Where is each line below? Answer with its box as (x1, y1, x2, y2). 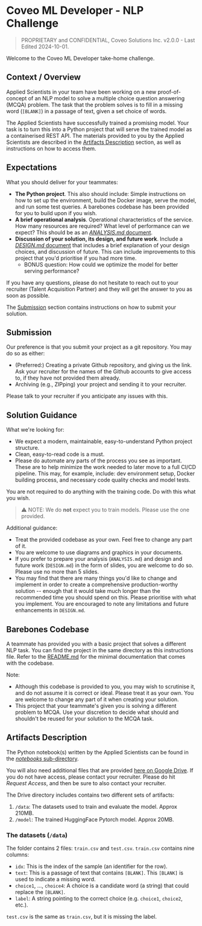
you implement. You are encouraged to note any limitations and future (14, 600, 189, 607)
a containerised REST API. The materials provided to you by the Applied (6, 132, 185, 139)
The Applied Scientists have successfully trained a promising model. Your (6, 119, 189, 126)
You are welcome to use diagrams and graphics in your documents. (14, 549, 183, 556)
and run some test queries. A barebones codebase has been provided (14, 203, 189, 210)
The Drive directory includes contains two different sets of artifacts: (6, 791, 175, 798)
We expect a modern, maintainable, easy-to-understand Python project (14, 438, 192, 445)
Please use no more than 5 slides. (14, 568, 99, 575)
